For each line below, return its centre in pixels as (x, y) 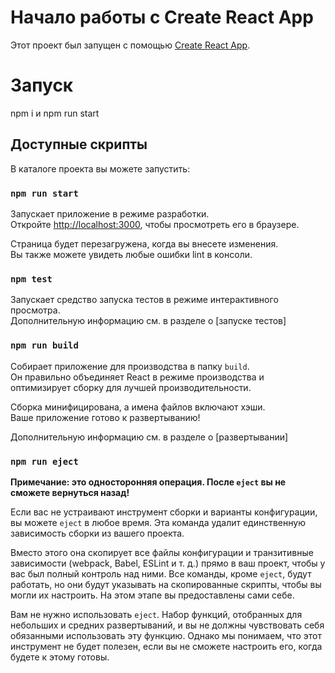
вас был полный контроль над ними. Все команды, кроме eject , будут (161, 573)
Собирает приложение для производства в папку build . (130, 366)
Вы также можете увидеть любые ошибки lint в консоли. (131, 254)
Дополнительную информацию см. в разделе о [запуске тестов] (148, 321)
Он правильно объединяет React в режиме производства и (137, 377)
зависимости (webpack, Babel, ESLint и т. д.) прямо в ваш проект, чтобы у (168, 563)
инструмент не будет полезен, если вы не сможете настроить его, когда (166, 646)
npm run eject (44, 461)
